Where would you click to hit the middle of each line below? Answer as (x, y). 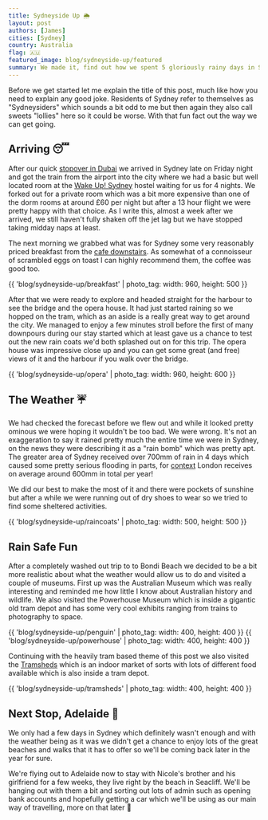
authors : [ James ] (37, 30)
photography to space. (46, 617)
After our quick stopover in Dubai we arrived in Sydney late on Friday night (131, 168)
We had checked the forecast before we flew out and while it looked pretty (131, 423)
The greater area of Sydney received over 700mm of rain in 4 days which (129, 457)
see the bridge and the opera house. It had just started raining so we (121, 308)
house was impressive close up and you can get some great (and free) (124, 350)
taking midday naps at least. (55, 227)
